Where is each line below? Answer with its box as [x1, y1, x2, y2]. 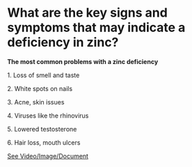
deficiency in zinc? [7, 35, 119, 50]
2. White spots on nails [7, 84, 73, 93]
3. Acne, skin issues [7, 97, 65, 106]
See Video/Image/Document [7, 152, 89, 160]
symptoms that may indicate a [7, 19, 186, 35]
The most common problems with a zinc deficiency [7, 57, 159, 65]
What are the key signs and [7, 5, 168, 21]
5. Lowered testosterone [7, 125, 77, 133]
